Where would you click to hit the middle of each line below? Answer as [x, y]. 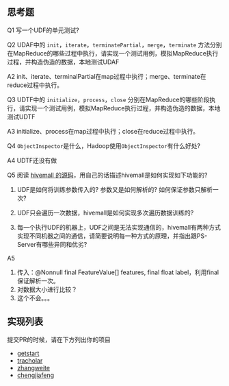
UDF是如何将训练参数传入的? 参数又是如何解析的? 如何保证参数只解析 [115, 189]
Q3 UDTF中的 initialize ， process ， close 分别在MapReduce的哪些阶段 [108, 99]
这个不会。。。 [35, 298]
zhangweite [33, 367]
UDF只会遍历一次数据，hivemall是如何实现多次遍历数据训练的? [105, 213]
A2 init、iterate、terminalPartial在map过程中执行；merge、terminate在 [107, 76]
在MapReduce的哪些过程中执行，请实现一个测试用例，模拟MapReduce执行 [113, 53]
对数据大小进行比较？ [47, 289]
